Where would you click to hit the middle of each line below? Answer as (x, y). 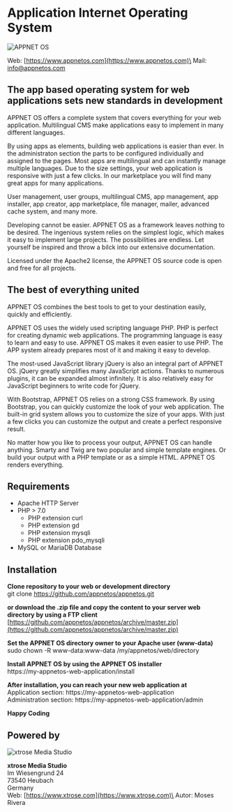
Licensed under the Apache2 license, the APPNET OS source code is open (114, 260)
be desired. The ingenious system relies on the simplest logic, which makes (116, 232)
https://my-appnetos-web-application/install (71, 672)
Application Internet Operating (98, 13)
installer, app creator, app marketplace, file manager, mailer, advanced (108, 204)
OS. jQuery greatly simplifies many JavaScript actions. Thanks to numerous (116, 370)
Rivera (16, 803)
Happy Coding (29, 714)
